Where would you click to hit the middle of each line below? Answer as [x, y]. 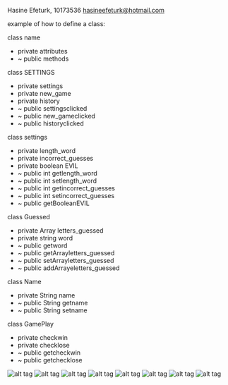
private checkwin [43, 337]
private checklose [43, 345]
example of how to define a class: [56, 24]
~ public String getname [53, 303]
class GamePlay [31, 324]
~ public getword [42, 245]
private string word [45, 238]
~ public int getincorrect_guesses [66, 188]
